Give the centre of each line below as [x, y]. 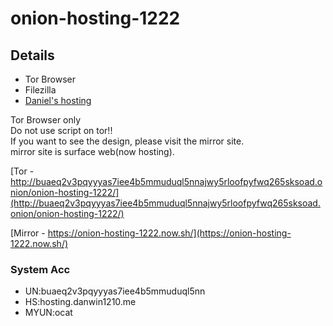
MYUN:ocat [48, 313]
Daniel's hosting [58, 100]
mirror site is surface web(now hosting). [92, 151]
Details [32, 55]
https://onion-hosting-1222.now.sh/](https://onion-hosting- [169, 233]
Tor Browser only [46, 120]
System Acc [40, 269]
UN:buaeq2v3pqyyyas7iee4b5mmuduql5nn [115, 291]
